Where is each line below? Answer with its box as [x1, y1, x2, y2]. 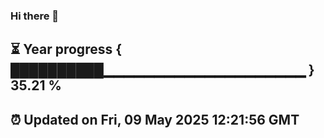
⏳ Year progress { [10, 41, 123, 58]
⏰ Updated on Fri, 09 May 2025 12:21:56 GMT [10, 111, 300, 128]
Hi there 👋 [10, 9, 60, 23]
